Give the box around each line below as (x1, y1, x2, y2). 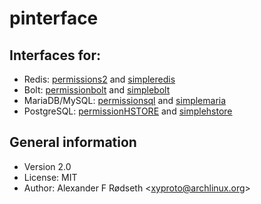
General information (9, 134, 137, 151)
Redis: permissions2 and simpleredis (23, 73, 176, 85)
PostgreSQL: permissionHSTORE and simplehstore (23, 105, 233, 117)
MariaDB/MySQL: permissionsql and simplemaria (23, 95, 227, 106)
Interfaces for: (9, 47, 102, 64)
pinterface (9, 7, 99, 30)
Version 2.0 (23, 160, 72, 172)
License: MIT (23, 171, 78, 183)
